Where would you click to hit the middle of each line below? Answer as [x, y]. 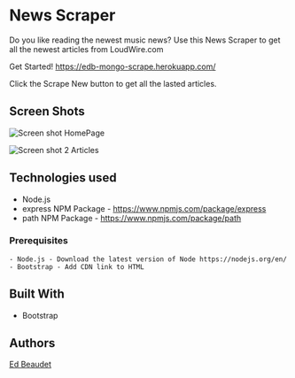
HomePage [84, 133]
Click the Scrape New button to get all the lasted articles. [113, 83]
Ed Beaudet [30, 365]
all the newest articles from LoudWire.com [86, 49]
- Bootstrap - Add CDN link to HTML [77, 266]
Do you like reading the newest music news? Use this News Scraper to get [145, 40]
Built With [37, 294]
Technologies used [63, 178]
